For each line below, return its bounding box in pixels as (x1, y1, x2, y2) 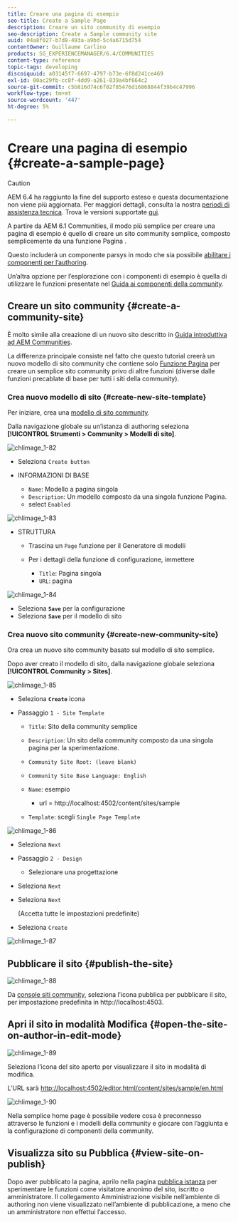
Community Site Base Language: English (28, 772, 147, 780)
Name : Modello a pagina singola (28, 485, 119, 493)
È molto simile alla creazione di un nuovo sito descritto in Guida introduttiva (7, 330, 227, 338)
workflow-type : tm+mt (7, 90, 72, 97)
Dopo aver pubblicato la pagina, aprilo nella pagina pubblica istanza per (7, 1177, 217, 1186)
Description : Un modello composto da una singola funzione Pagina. (28, 492, 227, 501)
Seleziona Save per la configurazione (17, 604, 126, 613)
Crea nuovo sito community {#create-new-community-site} (7, 629, 219, 639)
